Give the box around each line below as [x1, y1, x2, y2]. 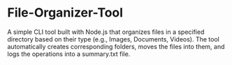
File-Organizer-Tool [7, 5, 124, 21]
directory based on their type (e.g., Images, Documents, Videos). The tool [7, 35, 220, 43]
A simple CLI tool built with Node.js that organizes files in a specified [7, 28, 205, 36]
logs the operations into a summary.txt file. [7, 50, 131, 58]
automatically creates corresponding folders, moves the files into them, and [7, 42, 225, 50]
